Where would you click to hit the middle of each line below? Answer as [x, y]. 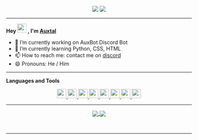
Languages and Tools [33, 81]
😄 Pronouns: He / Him [42, 64]
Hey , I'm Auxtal [31, 31]
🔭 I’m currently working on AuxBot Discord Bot [71, 42]
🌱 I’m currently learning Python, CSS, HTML [68, 48]
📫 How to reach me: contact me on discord [68, 55]
